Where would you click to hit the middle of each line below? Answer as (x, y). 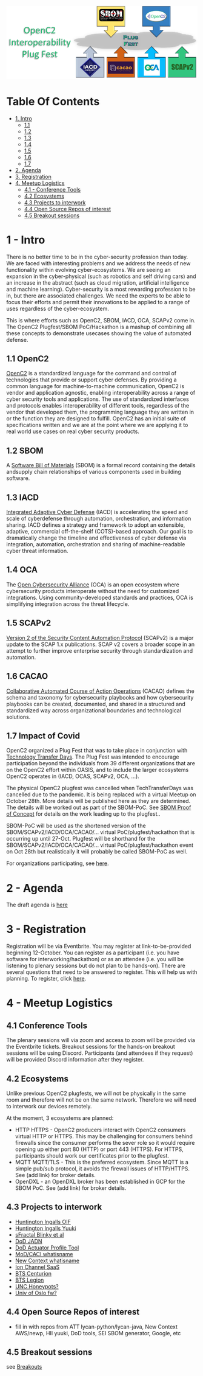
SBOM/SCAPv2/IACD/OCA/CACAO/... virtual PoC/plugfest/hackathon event (100, 845)
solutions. (18, 717)
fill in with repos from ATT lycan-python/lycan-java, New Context (96, 1327)
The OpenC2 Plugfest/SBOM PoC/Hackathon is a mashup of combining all (99, 327)
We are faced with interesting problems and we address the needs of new (98, 263)
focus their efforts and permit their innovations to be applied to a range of (98, 302)
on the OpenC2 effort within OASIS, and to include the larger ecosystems (98, 770)
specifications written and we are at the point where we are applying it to (97, 425)
